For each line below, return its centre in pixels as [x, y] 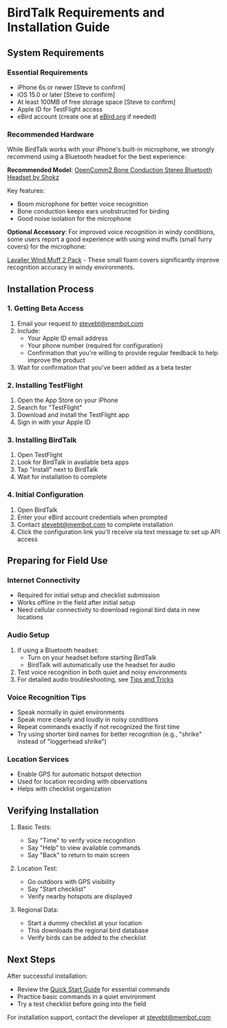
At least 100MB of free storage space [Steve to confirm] [96, 102]
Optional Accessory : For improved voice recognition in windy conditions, [111, 232]
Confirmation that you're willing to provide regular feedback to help [122, 353]
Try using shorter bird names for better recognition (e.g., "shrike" [109, 734]
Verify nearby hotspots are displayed [80, 896]
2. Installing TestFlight [45, 385]
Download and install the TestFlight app [73, 415]
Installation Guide [58, 27]
